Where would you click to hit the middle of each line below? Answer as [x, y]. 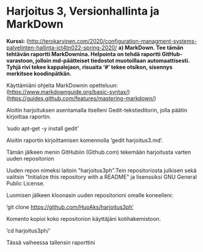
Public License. [25, 183]
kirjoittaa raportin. [29, 117]
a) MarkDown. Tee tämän [151, 48]
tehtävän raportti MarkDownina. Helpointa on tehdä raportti [83, 54]
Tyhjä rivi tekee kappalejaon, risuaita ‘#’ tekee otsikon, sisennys [90, 67]
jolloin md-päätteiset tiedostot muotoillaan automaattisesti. [113, 60]
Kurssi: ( [17, 41]
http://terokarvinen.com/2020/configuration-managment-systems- [113, 41]
